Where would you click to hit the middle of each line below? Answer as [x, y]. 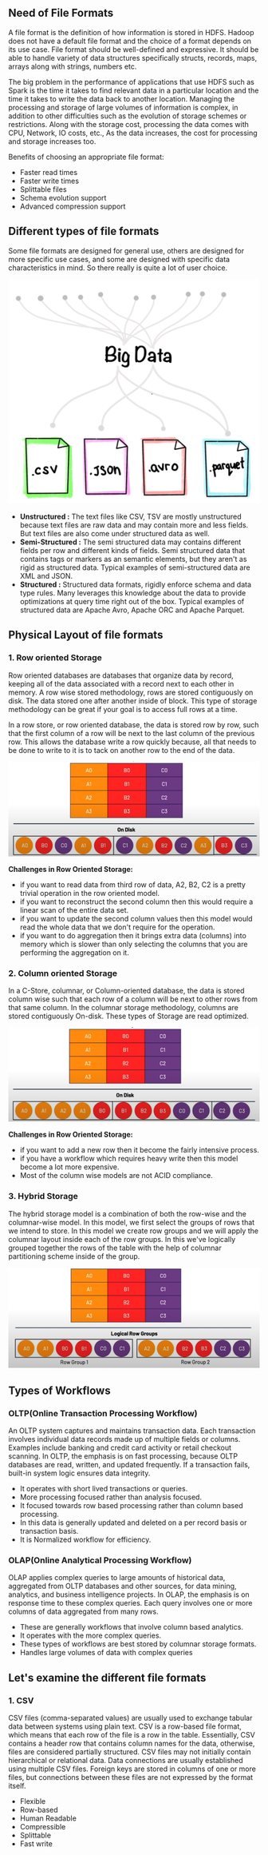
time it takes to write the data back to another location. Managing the [122, 98]
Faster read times [49, 172]
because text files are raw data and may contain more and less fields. [134, 525]
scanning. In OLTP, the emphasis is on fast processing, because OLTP [123, 1456]
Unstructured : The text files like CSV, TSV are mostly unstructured [130, 516]
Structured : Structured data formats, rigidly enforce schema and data [136, 584]
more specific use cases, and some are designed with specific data [119, 259]
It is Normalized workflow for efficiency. [85, 1540]
